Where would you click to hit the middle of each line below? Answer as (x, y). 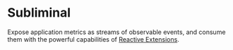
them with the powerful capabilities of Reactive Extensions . (94, 39)
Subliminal (39, 13)
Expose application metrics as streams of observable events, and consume (116, 32)
